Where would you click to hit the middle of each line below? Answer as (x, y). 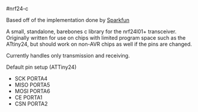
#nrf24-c (17, 9)
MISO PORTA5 (32, 85)
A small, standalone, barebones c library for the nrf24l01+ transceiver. (91, 31)
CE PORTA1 (28, 97)
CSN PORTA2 (31, 104)
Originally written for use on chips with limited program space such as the (96, 38)
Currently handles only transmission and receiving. (68, 55)
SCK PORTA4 (31, 79)
